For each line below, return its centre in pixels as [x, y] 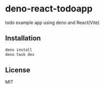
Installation [23, 38]
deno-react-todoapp [49, 9]
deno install [19, 50]
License [18, 70]
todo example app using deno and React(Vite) [52, 22]
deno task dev [20, 54]
